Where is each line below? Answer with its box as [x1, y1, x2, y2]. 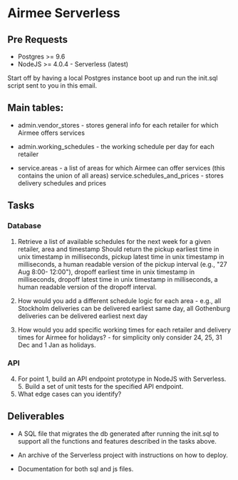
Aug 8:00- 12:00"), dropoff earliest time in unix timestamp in [17, 267, 195, 276]
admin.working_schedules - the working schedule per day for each [17, 142, 215, 150]
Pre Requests [7, 34, 68, 46]
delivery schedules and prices [17, 178, 107, 187]
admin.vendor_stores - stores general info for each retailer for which [17, 121, 219, 129]
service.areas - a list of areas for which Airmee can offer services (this [17, 163, 226, 172]
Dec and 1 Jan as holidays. [17, 340, 96, 349]
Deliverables [7, 410, 65, 422]
